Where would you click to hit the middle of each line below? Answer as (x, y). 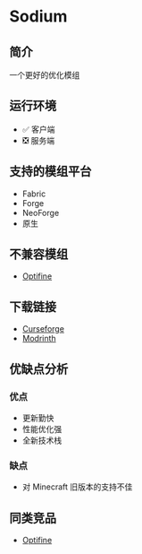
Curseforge (43, 329)
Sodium (38, 17)
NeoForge (41, 212)
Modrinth (39, 339)
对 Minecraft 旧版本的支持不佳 (77, 487)
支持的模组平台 (50, 172)
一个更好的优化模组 (45, 75)
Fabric (34, 194)
